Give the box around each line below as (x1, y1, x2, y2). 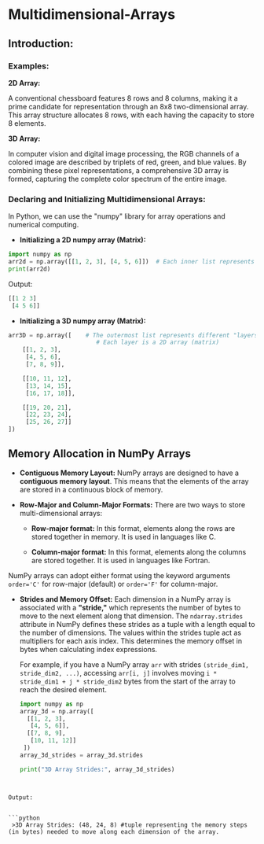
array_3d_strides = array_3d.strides (19, 751, 144, 759)
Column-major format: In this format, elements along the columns (31, 547, 247, 556)
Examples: (8, 61, 49, 72)
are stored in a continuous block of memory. (19, 485, 163, 494)
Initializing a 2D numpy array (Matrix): (19, 235, 147, 245)
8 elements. (8, 118, 46, 127)
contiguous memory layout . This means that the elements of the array (19, 476, 249, 485)
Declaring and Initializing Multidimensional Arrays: (8, 193, 206, 205)
